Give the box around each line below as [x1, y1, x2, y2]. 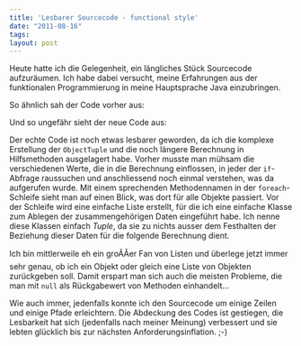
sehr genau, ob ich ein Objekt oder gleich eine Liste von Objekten [9, 261, 252, 272]
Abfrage [9, 173, 40, 184]
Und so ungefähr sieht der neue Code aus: [9, 117, 167, 128]
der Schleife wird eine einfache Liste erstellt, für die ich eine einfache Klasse [9, 202, 293, 213]
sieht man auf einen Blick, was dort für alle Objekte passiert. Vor [41, 192, 279, 203]
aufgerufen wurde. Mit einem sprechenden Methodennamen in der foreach [9, 182, 287, 194]
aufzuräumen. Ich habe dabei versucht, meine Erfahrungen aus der [9, 73, 258, 84]
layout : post [9, 38, 58, 48]
